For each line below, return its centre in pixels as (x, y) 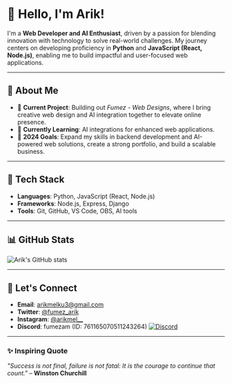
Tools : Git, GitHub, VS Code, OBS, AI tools (77, 210)
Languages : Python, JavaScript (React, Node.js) (86, 196)
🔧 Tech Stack (36, 180)
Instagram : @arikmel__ (50, 320)
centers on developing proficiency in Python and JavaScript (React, (105, 48)
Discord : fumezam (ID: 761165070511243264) (82, 326)
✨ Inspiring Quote (38, 351)
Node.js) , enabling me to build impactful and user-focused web (98, 55)
